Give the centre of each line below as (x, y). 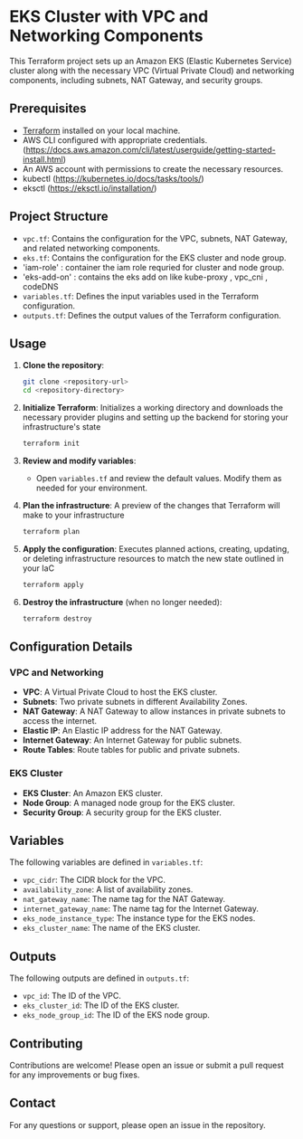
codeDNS (40, 286)
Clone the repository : (63, 365)
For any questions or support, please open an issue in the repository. (137, 1125)
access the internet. (60, 721)
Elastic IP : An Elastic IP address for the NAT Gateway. (123, 731)
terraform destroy (57, 618)
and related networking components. (91, 248)
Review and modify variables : (79, 460)
